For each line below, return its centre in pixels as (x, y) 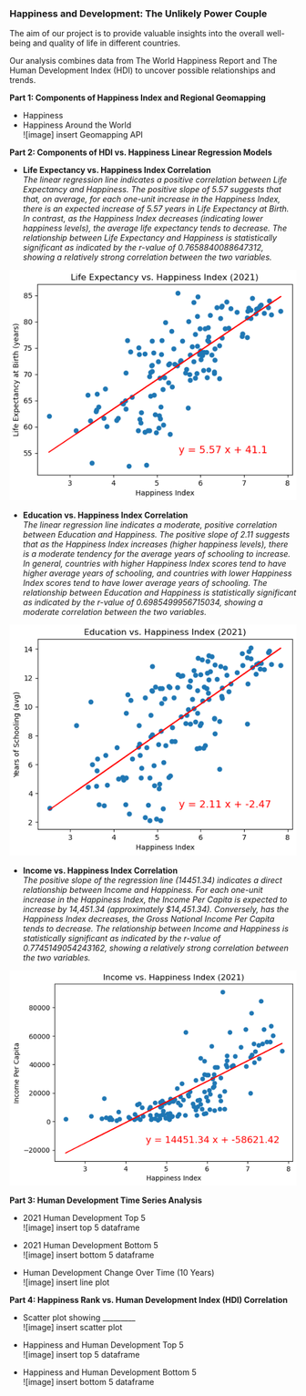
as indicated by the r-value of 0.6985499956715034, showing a (143, 602)
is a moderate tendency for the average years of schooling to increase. (157, 553)
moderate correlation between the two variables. (115, 611)
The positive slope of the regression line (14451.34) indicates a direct (152, 880)
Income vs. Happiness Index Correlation (100, 870)
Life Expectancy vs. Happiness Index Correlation (117, 170)
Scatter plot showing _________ (79, 1318)
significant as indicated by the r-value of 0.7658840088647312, (143, 248)
